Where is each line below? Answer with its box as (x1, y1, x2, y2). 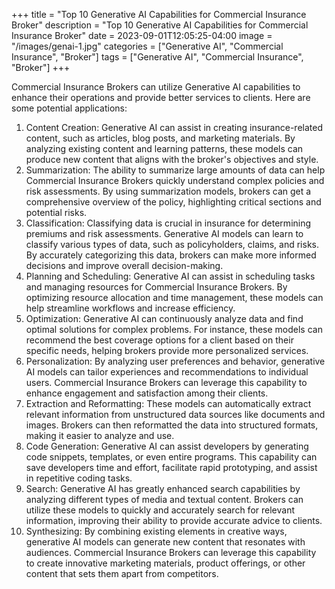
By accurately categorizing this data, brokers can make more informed (25, 249, 317, 261)
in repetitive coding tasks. (25, 472, 133, 484)
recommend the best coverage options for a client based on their (25, 334, 294, 346)
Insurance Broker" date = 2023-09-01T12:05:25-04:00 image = (11, 30, 273, 41)
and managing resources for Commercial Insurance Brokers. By (25, 281, 288, 293)
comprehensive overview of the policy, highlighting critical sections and (25, 196, 322, 208)
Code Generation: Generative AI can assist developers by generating (25, 440, 309, 452)
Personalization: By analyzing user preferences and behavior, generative (25, 355, 326, 367)
